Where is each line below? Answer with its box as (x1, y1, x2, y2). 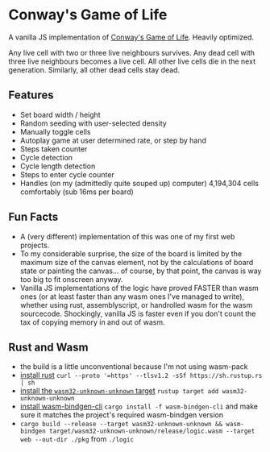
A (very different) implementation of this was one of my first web (19, 231, 235, 241)
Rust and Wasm (8, 340, 89, 354)
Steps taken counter (19, 143, 88, 154)
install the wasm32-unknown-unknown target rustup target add (19, 386, 219, 396)
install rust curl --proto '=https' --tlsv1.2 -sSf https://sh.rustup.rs (19, 371, 263, 380)
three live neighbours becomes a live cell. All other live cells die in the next (8, 56, 256, 66)
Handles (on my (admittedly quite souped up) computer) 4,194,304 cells (19, 178, 260, 188)
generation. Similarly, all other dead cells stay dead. (8, 64, 180, 74)
